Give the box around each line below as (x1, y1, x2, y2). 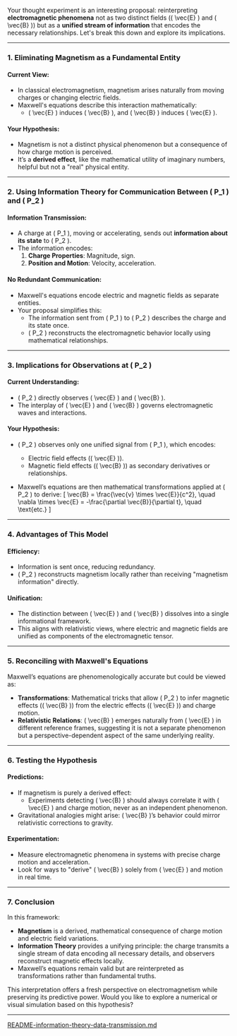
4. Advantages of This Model (7, 529, 109, 539)
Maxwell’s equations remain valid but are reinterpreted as (17, 964, 185, 973)
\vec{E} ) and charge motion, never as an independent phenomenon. (28, 803, 228, 811)
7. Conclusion (7, 897, 55, 907)
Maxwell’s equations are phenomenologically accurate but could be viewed (7, 672, 226, 681)
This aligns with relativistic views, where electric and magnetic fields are (17, 624, 229, 633)
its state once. (28, 321, 70, 329)
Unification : (7, 593, 43, 602)
